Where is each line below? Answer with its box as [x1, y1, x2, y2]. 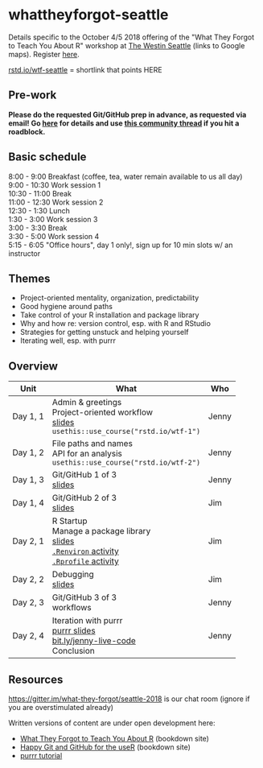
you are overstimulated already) [8, 703, 114, 712]
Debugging [51, 569, 94, 580]
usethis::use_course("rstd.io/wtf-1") [51, 427, 201, 436]
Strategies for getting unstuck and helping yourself [19, 328, 189, 337]
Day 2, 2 [12, 574, 44, 585]
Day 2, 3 [12, 597, 44, 609]
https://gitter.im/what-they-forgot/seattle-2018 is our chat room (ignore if [8, 694, 251, 704]
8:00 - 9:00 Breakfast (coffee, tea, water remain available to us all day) [8, 171, 243, 181]
